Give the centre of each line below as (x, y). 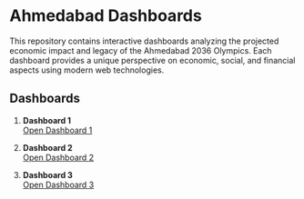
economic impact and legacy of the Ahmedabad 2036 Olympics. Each (141, 50)
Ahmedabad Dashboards (106, 16)
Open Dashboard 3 (58, 184)
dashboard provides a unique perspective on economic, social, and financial (152, 60)
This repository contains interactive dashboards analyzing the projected (144, 41)
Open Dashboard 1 (57, 130)
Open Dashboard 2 (58, 157)
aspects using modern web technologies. (87, 70)
